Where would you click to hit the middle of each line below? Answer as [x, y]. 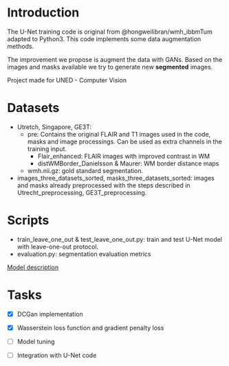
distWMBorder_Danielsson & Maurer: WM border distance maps [128, 163]
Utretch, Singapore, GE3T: [54, 127]
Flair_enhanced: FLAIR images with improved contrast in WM [124, 156]
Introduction [43, 13]
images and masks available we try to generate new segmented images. [110, 67]
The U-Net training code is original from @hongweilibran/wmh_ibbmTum [110, 32]
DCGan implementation [50, 314]
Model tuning [36, 341]
